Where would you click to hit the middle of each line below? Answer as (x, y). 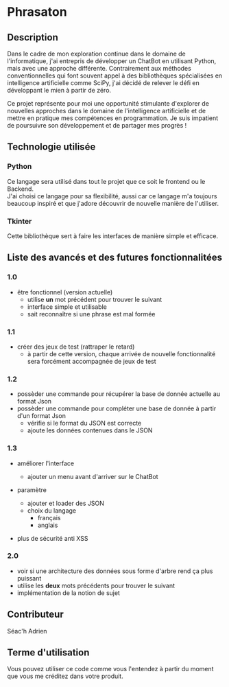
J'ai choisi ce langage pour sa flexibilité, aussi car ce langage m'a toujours (112, 196)
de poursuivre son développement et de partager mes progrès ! (97, 125)
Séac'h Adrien (27, 631)
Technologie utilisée (51, 147)
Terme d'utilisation (48, 653)
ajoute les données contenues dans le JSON (90, 430)
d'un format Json (41, 416)
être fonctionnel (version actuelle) (65, 292)
